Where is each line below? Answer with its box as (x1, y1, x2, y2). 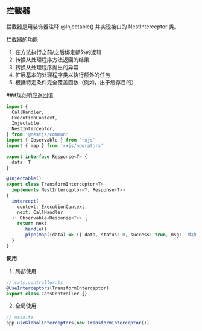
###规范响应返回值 (6, 91, 54, 98)
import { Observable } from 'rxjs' (6, 137, 96, 143)
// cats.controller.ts (6, 279, 63, 285)
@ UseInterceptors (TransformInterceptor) (6, 285, 110, 291)
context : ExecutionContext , (17, 204, 87, 210)
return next (17, 221, 47, 227)
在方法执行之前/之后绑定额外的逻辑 (14, 48, 102, 55)
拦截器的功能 (6, 36, 38, 43)
